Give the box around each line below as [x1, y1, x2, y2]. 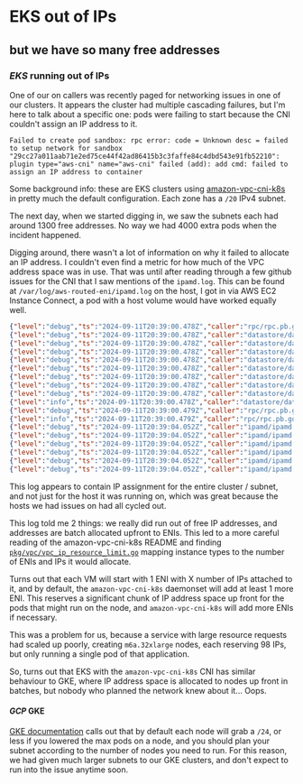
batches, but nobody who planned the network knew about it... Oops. [9, 685, 268, 696]
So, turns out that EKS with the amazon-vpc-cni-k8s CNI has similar [9, 666, 256, 677]
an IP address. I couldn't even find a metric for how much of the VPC [9, 256, 264, 267]
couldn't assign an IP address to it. [9, 118, 138, 129]
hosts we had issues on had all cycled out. [9, 500, 167, 511]
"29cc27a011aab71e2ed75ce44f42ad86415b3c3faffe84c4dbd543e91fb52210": [9, 152, 280, 161]
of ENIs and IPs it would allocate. [9, 556, 132, 567]
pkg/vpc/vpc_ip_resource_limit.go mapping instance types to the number [9, 546, 285, 557]
